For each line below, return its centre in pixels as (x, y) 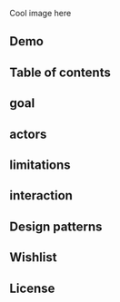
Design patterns (56, 226)
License (32, 288)
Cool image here (40, 13)
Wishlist (33, 258)
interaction (41, 195)
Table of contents (60, 72)
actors (28, 134)
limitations (40, 165)
